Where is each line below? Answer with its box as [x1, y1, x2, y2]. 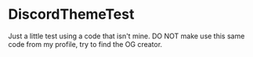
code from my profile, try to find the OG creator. [8, 39, 163, 48]
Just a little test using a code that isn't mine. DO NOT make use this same [8, 31, 245, 41]
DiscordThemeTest [8, 5, 135, 23]
